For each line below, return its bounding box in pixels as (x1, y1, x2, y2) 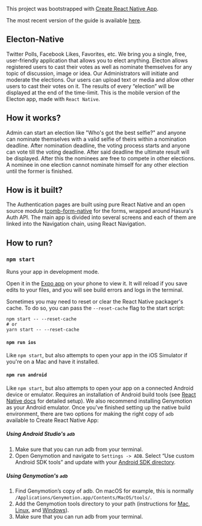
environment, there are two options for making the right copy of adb (6, 410, 174, 417)
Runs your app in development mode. (6, 268, 99, 276)
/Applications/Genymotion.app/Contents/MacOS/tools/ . (14, 494, 152, 501)
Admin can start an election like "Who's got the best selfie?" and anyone (6, 129, 186, 136)
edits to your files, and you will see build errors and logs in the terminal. (6, 287, 184, 294)
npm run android (6, 372, 47, 378)
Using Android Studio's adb (6, 430, 75, 438)
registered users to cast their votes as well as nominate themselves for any (6, 63, 192, 70)
